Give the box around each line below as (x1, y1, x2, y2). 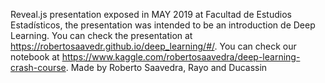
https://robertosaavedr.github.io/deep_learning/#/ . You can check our (10, 40, 297, 52)
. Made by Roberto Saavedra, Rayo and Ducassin (65, 62, 268, 73)
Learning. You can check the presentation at (10, 30, 193, 41)
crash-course (10, 62, 67, 73)
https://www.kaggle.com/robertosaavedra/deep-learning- (61, 51, 301, 63)
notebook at (10, 51, 60, 63)
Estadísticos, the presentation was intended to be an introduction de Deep (10, 19, 316, 31)
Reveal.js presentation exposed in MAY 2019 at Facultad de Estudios (10, 9, 292, 20)
